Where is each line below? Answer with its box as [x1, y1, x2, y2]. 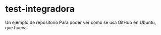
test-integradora [5, 3, 75, 15]
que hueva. [5, 24, 28, 30]
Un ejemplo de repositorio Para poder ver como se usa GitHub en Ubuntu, [5, 19, 156, 25]
